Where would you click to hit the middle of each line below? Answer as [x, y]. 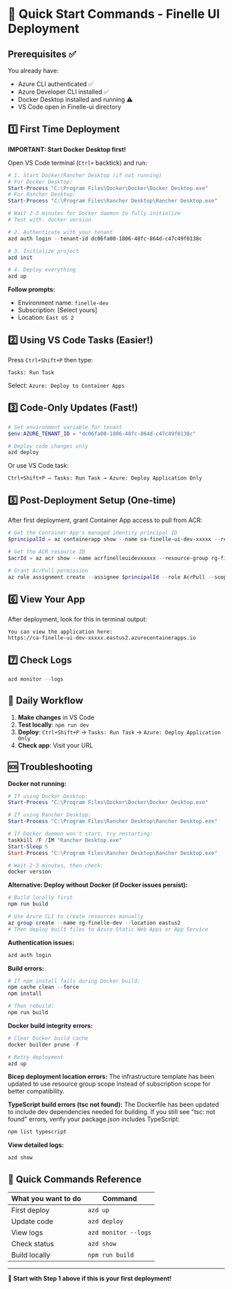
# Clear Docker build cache [48, 1038]
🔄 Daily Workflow [45, 701]
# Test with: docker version [50, 220]
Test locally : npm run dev [53, 724]
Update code [32, 1221]
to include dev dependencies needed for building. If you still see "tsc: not [112, 1112]
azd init [20, 258]
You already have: [33, 71]
